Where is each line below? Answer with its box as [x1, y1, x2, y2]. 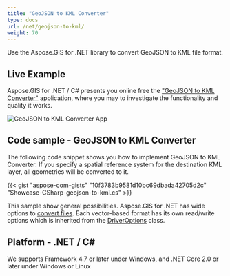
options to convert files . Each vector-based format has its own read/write [7, 208, 215, 217]
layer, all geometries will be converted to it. [7, 167, 129, 176]
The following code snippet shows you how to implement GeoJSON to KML [7, 152, 221, 161]
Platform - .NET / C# [7, 236, 95, 248]
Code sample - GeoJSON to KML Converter [7, 135, 196, 146]
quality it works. [7, 101, 53, 110]
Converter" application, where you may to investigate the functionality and [7, 94, 218, 102]
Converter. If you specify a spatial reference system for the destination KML [7, 160, 222, 168]
